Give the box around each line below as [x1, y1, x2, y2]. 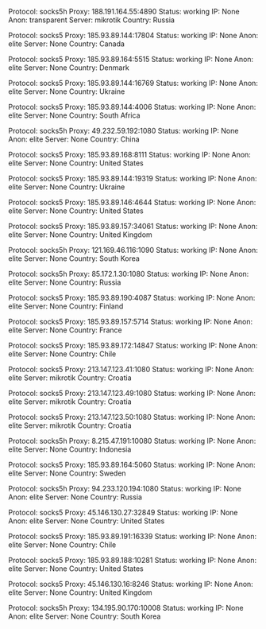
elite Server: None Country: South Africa [8, 111, 141, 120]
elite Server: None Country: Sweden [8, 468, 126, 478]
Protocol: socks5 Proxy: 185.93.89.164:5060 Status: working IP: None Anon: [8, 460, 256, 469]
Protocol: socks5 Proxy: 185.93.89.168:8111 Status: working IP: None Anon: [8, 150, 252, 159]
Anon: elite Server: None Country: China [8, 134, 141, 144]
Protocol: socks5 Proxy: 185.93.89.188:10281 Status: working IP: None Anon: [8, 556, 257, 565]
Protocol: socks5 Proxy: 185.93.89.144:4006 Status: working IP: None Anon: [8, 103, 256, 111]
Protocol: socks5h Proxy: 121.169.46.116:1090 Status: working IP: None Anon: [8, 246, 258, 254]
